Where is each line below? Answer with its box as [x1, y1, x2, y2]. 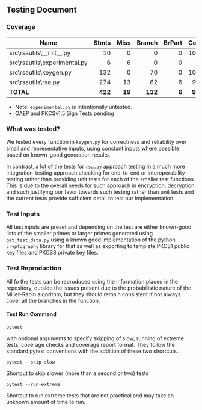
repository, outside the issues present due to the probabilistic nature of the [6, 284, 192, 291]
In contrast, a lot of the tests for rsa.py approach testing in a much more [6, 163, 185, 170]
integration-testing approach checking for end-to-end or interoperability [6, 169, 185, 176]
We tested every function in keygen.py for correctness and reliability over [6, 138, 187, 145]
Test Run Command [6, 311, 57, 318]
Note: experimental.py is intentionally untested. [14, 103, 132, 110]
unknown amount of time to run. [6, 398, 86, 405]
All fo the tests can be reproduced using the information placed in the [6, 278, 179, 285]
